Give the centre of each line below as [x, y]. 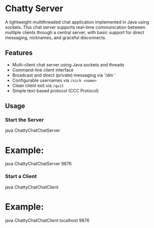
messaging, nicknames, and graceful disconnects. [56, 38]
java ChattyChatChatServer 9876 [38, 164]
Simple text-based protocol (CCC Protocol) [55, 90]
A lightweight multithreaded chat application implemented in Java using [77, 22]
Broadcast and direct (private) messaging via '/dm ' [64, 75]
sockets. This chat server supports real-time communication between [75, 27]
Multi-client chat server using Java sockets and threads [68, 64]
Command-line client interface [43, 70]
